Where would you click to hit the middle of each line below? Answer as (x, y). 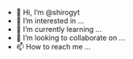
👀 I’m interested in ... (50, 21)
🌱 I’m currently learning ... (59, 29)
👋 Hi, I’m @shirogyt (48, 12)
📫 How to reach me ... (53, 47)
